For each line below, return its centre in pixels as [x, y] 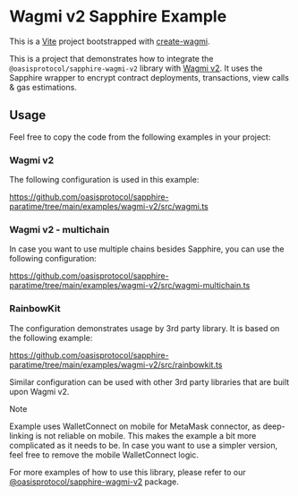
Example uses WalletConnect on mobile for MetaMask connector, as [135, 426]
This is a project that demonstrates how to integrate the [111, 58]
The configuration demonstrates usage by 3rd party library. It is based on [145, 328]
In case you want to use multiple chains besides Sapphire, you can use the [147, 249]
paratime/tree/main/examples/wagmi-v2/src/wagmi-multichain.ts [130, 286]
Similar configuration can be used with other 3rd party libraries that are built [149, 381]
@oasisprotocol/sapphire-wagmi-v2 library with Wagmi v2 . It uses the [136, 68]
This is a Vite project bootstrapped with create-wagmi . [110, 41]
